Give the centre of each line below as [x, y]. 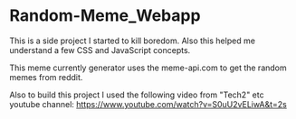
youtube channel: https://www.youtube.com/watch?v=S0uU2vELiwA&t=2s [148, 104]
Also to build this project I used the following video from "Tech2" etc [137, 95]
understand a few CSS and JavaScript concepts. [100, 50]
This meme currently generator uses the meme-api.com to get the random [148, 68]
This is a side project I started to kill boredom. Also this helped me [133, 41]
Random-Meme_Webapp [105, 16]
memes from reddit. [46, 77]
